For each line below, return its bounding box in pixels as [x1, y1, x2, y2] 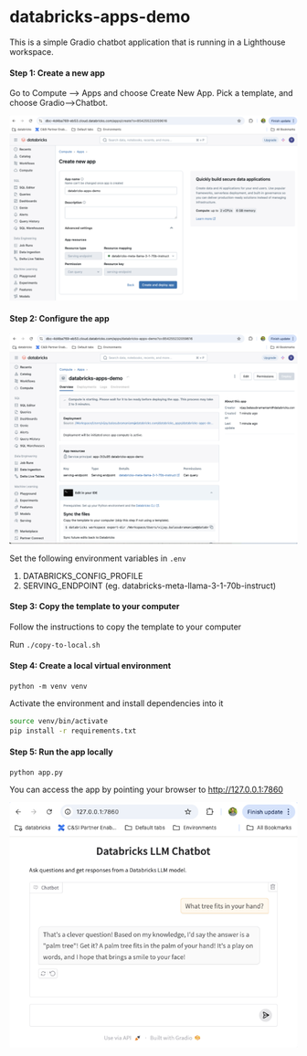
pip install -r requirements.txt [9, 726, 137, 736]
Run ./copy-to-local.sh [9, 639, 101, 650]
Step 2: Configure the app [9, 312, 110, 323]
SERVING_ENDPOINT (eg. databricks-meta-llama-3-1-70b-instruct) [22, 580, 277, 591]
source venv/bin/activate [9, 717, 108, 726]
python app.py [9, 768, 64, 777]
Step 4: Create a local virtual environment [9, 660, 172, 671]
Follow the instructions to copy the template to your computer [9, 621, 242, 632]
